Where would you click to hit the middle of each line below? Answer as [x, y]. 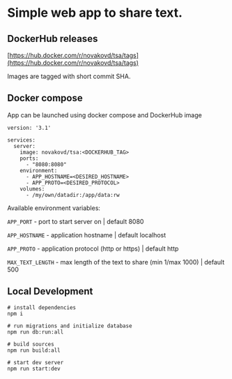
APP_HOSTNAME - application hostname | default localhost [87, 235]
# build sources [31, 344]
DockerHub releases [53, 39]
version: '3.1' [29, 128]
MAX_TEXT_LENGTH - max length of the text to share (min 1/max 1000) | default [116, 262]
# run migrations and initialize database [70, 326]
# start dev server [36, 362]
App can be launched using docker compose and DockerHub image [105, 115]
